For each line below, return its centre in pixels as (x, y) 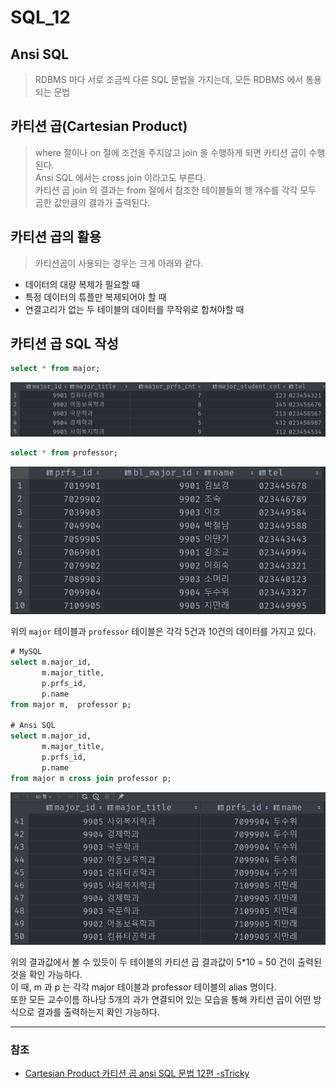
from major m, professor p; (71, 704)
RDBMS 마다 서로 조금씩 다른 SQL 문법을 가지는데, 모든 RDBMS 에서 (169, 79)
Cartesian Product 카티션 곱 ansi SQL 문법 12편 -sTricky (137, 1073)
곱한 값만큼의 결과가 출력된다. (92, 202)
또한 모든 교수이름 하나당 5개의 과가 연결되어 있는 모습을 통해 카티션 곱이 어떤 (161, 999)
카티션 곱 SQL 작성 (64, 344)
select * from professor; (64, 452)
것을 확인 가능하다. (46, 974)
